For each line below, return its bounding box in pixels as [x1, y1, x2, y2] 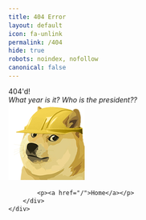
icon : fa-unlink [8, 30, 63, 38]
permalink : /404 [8, 38, 63, 46]
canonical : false [8, 64, 67, 72]
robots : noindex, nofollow [8, 55, 99, 63]
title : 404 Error [8, 13, 67, 21]
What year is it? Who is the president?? [8, 94, 138, 104]
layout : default [8, 21, 63, 30]
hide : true [8, 46, 45, 55]
